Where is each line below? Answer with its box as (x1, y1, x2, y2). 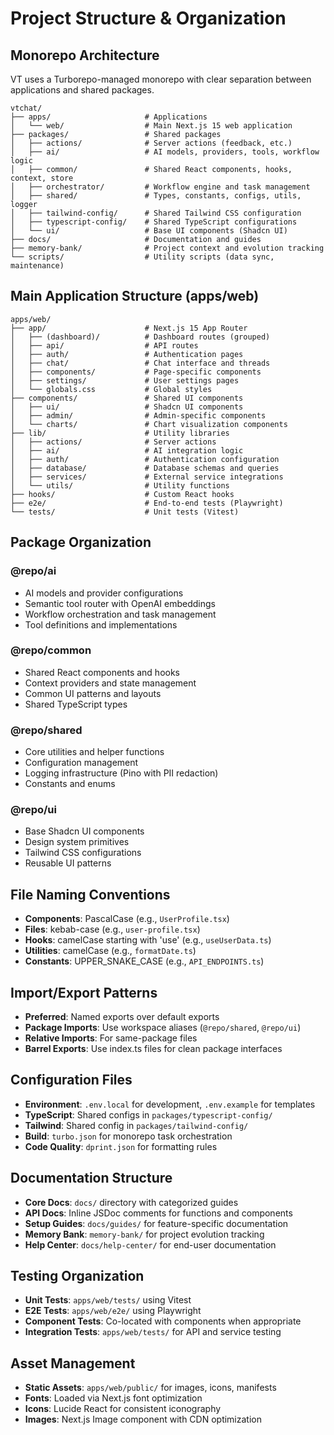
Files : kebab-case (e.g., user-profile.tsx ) (24, 923, 201, 936)
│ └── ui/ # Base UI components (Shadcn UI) (10, 226, 288, 236)
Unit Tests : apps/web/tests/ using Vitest (24, 1294, 192, 1306)
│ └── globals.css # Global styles (10, 384, 213, 394)
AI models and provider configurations (24, 587, 184, 599)
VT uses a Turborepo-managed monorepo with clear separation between (10, 73, 312, 85)
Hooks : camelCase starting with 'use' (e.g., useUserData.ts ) (24, 934, 272, 946)
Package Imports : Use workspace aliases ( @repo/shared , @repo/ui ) (24, 1022, 302, 1034)
